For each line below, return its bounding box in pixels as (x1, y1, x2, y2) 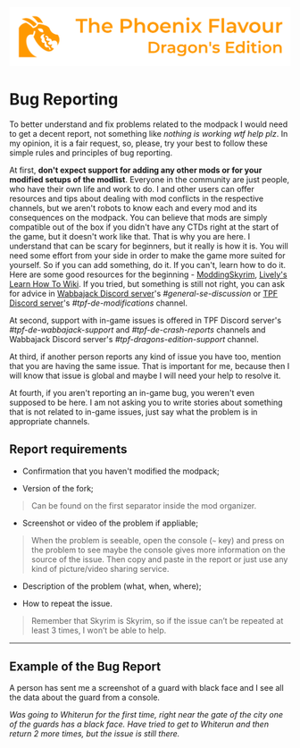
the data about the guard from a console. (9, 692, 161, 703)
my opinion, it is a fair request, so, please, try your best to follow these (9, 138, 268, 148)
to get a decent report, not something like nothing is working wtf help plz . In (9, 128, 288, 139)
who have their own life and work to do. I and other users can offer (9, 183, 254, 194)
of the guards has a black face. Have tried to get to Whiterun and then (9, 719, 270, 730)
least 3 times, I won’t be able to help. (30, 625, 167, 635)
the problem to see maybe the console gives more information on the (30, 544, 286, 555)
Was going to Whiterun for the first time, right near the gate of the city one (9, 710, 284, 720)
